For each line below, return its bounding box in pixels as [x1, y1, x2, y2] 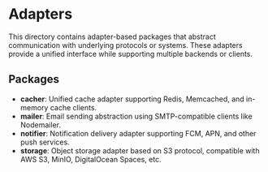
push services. [19, 137, 71, 147]
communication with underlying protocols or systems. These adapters [8, 40, 243, 49]
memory [19, 102, 49, 112]
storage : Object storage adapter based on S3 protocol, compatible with [19, 145, 260, 155]
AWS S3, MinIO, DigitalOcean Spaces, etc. [19, 154, 162, 164]
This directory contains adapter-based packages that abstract [8, 32, 217, 41]
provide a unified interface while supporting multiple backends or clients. [8, 49, 253, 58]
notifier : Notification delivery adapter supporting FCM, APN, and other [19, 128, 257, 138]
